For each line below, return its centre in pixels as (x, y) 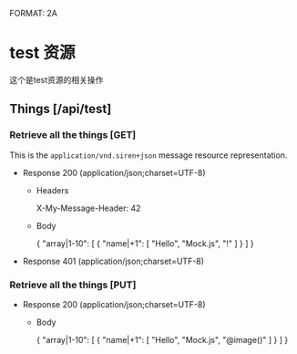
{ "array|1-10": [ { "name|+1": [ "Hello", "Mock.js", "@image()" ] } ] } (162, 339)
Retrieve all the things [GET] (73, 135)
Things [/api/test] (61, 109)
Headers (52, 190)
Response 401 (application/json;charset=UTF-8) (113, 261)
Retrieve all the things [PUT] (73, 285)
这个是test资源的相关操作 (56, 79)
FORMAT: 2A (33, 13)
